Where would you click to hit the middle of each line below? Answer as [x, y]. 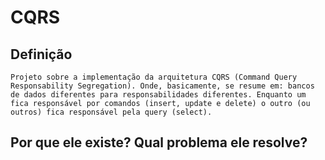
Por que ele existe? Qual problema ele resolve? [159, 142]
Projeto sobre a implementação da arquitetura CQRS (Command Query [154, 77]
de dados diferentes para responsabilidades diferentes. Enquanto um [158, 95]
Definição [41, 54]
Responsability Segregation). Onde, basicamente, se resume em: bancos [162, 86]
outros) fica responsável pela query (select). [111, 112]
